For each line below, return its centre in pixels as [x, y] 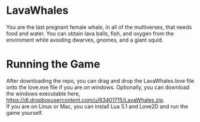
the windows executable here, [43, 93]
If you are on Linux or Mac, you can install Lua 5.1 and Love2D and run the [97, 106]
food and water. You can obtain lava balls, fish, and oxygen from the [90, 33]
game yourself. [25, 112]
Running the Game [53, 64]
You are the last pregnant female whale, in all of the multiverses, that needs [99, 27]
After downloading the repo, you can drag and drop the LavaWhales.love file [100, 81]
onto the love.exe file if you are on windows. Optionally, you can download [98, 87]
